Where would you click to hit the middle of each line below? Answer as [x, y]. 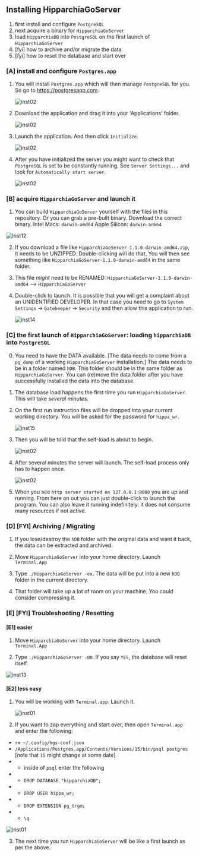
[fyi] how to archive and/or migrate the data [68, 49]
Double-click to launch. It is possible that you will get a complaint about [102, 296]
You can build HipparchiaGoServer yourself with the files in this [91, 212]
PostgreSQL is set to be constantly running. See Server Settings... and [102, 166]
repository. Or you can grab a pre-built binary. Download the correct [98, 218]
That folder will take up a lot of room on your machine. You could [94, 591]
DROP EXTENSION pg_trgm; [54, 806]
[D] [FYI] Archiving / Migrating [50, 526]
